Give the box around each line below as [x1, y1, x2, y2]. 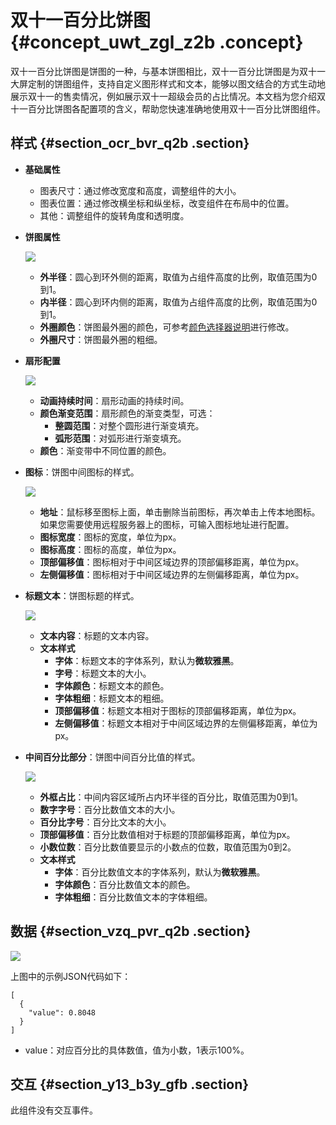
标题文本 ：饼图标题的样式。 [24, 589, 140, 601]
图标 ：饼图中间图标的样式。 [24, 466, 140, 478]
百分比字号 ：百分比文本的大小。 [39, 816, 172, 828]
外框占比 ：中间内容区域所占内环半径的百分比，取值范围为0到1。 [39, 791, 304, 803]
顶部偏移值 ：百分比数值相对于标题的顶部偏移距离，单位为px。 [39, 828, 296, 840]
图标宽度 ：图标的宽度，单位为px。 [39, 531, 182, 543]
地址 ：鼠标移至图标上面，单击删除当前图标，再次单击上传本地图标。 [39, 506, 321, 518]
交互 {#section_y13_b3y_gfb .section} [10, 1076, 250, 1093]
